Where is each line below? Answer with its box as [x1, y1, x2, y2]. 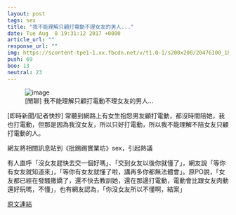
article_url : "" [7, 36, 55, 43]
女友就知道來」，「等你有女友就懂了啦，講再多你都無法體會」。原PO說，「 [13, 167, 219, 176]
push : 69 [7, 56, 33, 63]
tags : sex [7, 17, 37, 24]
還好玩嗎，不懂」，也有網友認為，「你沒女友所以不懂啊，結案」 [7, 185, 186, 193]
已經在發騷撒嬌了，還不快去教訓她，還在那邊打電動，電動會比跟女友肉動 [19, 176, 229, 184]
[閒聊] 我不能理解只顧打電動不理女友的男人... [25, 96, 154, 105]
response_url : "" [7, 43, 58, 50]
